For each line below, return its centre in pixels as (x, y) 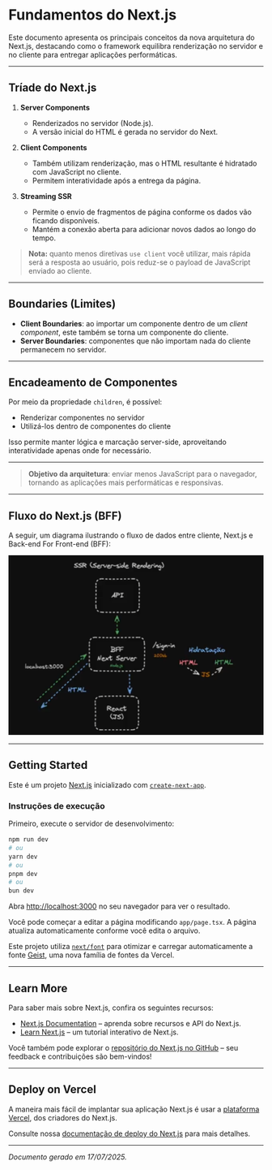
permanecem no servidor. (63, 349)
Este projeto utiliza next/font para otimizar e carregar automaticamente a (131, 947)
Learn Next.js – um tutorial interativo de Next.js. (100, 1032)
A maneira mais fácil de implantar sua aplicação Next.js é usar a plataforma (134, 1109)
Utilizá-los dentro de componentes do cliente (96, 426)
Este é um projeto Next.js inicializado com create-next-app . (107, 784)
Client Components (53, 147)
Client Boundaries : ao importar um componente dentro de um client (134, 323)
